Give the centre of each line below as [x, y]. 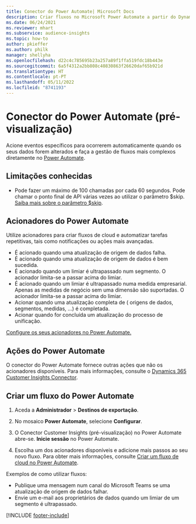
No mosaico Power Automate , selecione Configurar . [78, 422]
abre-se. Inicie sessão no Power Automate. [67, 439]
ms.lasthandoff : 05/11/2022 [40, 83]
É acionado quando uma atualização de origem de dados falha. [90, 253]
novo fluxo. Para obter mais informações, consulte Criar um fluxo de [97, 457]
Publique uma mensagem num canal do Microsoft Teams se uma [92, 485]
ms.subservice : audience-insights [48, 33]
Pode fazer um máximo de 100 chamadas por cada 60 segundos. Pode [100, 190]
